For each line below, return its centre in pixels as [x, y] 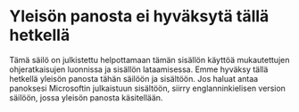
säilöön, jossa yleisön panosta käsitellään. [86, 97]
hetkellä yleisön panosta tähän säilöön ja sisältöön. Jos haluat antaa [134, 78]
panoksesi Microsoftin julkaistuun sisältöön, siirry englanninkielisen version [147, 88]
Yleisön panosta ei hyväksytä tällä [139, 16]
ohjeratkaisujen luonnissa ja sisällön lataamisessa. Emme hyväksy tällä [139, 69]
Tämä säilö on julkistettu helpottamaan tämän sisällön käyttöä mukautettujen [149, 60]
